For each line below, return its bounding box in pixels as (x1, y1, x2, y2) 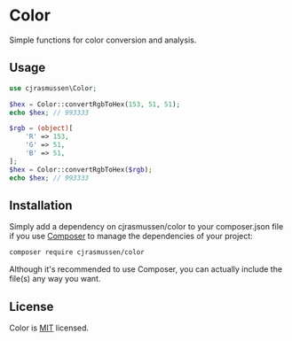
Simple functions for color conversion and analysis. (9, 35, 197, 45)
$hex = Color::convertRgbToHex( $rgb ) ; (9, 165, 153, 174)
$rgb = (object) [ (9, 124, 74, 133)
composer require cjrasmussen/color (9, 248, 145, 257)
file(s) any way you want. (9, 274, 101, 284)
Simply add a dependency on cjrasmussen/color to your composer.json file (9, 221, 284, 232)
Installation (9, 198, 73, 213)
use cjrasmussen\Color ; (9, 83, 98, 93)
